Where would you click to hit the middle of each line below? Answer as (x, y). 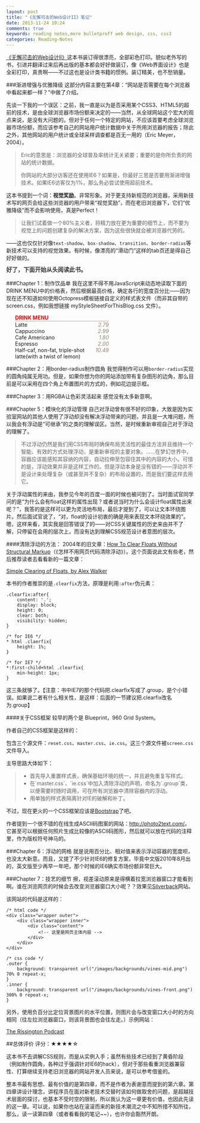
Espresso (26, 343)
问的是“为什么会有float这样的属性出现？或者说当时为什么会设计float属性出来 (99, 501)
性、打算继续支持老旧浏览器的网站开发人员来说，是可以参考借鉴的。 (90, 1071)
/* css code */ (25, 958)
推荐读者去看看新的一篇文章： (48, 559)
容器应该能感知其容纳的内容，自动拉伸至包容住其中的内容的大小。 (101, 459)
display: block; (37, 605)
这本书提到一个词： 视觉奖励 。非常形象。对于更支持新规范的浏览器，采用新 (97, 195)
